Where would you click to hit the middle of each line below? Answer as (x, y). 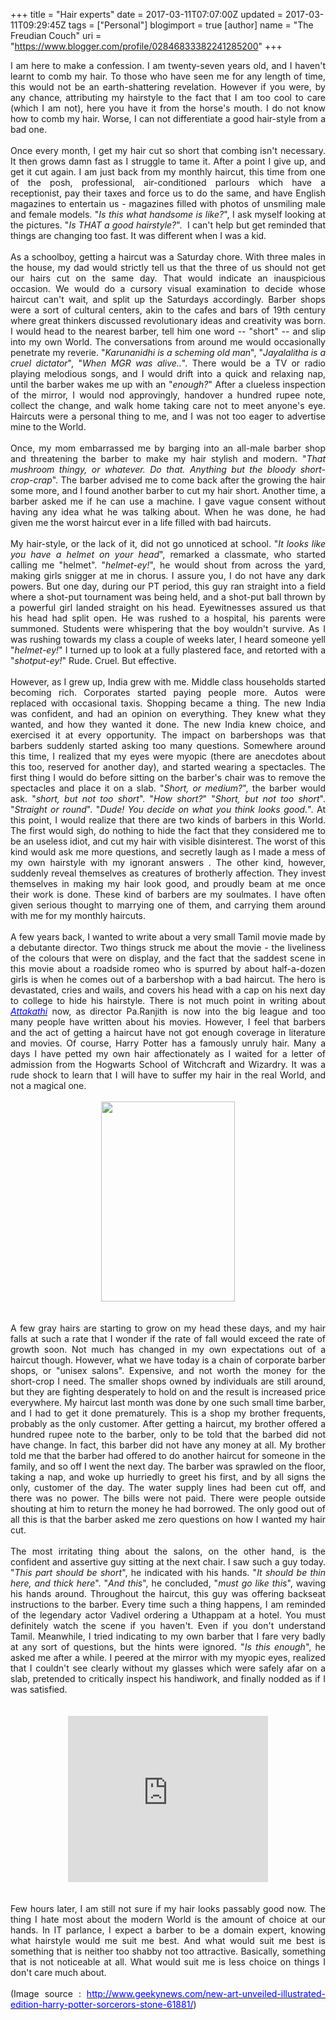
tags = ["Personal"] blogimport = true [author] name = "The (191, 25)
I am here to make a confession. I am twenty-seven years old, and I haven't (168, 65)
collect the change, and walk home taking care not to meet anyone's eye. (168, 405)
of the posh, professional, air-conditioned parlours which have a (168, 182)
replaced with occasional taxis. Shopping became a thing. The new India (168, 703)
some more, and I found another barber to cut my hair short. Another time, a (168, 490)
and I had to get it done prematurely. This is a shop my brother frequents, (168, 1413)
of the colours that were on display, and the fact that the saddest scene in (168, 958)
